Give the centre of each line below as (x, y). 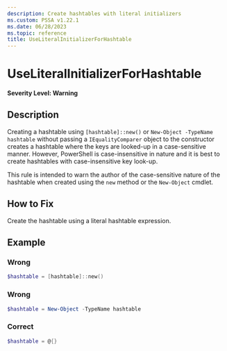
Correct (20, 327)
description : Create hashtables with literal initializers (94, 14)
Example (26, 243)
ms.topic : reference (37, 33)
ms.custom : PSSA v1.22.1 (43, 20)
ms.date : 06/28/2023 (37, 26)
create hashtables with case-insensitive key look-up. (83, 161)
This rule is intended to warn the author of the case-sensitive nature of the (114, 174)
